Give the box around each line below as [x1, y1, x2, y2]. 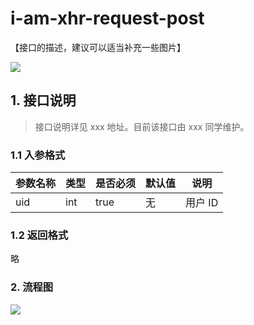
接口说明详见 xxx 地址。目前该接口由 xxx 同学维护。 [34, 120, 250, 132]
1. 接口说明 [10, 92, 77, 109]
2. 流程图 [10, 280, 54, 294]
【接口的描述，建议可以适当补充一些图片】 [10, 41, 186, 53]
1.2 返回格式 [10, 228, 69, 242]
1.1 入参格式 [10, 148, 66, 162]
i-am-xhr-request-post [10, 7, 205, 30]
